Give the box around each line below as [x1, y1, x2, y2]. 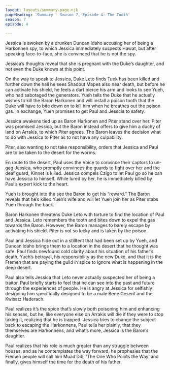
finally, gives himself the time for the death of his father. [5, 359, 122, 365]
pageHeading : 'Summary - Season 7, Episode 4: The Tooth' [5, 12, 130, 17]
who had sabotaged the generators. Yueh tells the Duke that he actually [5, 92, 155, 98]
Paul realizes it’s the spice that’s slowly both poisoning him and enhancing [5, 306, 160, 312]
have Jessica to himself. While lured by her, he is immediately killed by [5, 176, 152, 182]
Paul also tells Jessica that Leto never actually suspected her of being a [5, 274, 155, 281]
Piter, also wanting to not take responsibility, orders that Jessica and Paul [5, 144, 158, 150]
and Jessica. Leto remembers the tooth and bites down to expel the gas [5, 217, 156, 223]
